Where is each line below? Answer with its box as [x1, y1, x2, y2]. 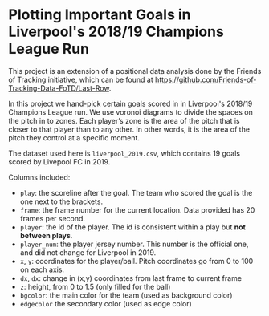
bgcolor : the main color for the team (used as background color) [19, 290, 233, 300]
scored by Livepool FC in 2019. [8, 156, 111, 166]
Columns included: [8, 172, 71, 182]
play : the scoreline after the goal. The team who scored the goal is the [19, 188, 253, 197]
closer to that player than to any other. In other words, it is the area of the [8, 124, 251, 134]
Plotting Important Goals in [8, 6, 191, 24]
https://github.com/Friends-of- [155, 75, 257, 84]
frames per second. [19, 213, 86, 223]
